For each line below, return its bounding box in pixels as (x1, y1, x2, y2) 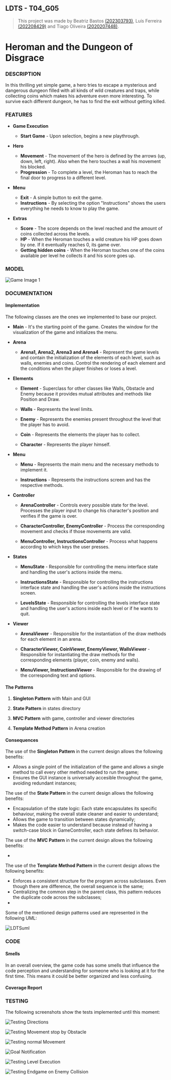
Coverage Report (5, 985, 42, 991)
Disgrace (5, 52, 44, 64)
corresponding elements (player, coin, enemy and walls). (20, 657, 140, 663)
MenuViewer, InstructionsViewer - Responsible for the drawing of (20, 667, 162, 673)
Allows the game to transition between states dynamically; (12, 816, 136, 822)
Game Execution (12, 123, 48, 129)
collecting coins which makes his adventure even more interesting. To (5, 93, 152, 99)
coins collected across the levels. (20, 230, 91, 237)
